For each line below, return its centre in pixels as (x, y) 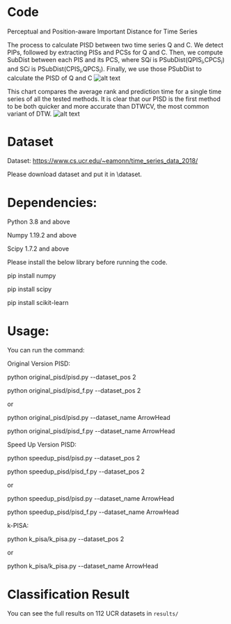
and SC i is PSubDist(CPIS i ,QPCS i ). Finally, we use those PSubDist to (104, 69)
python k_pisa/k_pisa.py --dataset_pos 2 (66, 539)
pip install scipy (30, 289)
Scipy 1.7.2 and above (38, 249)
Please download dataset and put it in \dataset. (75, 174)
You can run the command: (46, 350)
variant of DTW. (30, 114)
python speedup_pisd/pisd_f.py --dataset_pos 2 (76, 471)
